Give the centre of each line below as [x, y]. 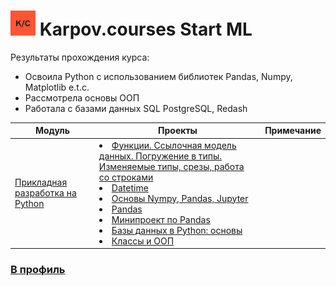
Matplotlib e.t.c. [57, 87]
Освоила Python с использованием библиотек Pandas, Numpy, [158, 76]
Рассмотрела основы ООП [82, 97]
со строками [126, 177]
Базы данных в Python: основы [177, 230]
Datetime [130, 187]
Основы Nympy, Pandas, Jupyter [180, 198]
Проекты [178, 131]
